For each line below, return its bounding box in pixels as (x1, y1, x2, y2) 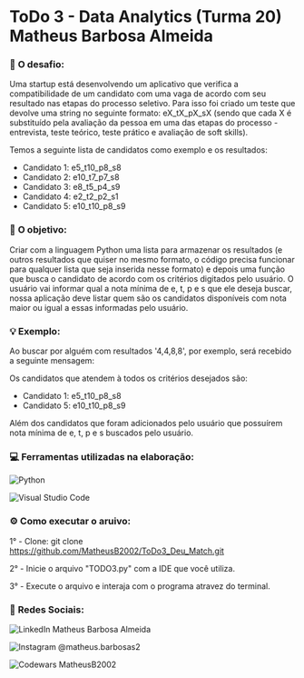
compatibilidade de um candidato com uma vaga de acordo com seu (9, 88, 266, 99)
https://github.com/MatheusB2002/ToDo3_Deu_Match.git (9, 545, 225, 556)
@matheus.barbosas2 (57, 641, 141, 652)
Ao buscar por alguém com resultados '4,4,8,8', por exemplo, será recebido (9, 345, 292, 356)
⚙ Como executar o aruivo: (9, 515, 132, 528)
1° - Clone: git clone (9, 535, 83, 546)
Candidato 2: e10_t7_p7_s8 (22, 172, 120, 183)
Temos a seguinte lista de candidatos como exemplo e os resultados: (9, 145, 268, 155)
